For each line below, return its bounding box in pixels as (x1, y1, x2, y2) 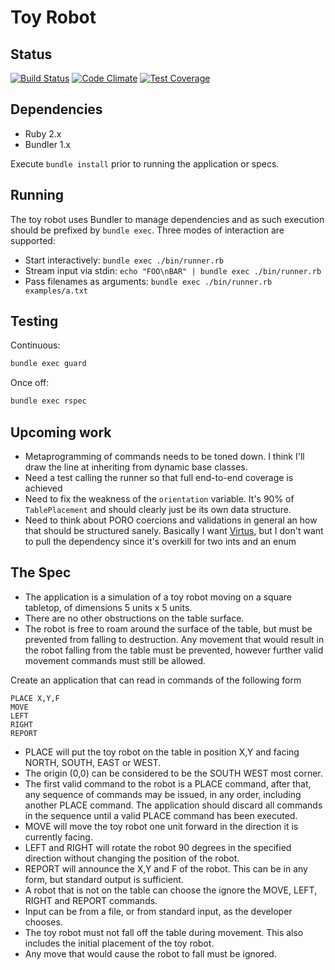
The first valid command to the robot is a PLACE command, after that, (24, 777, 312, 790)
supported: (10, 234, 56, 246)
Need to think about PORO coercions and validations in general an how (24, 514, 318, 526)
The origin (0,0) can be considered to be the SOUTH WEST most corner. (24, 767, 323, 779)
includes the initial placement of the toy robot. (24, 937, 215, 949)
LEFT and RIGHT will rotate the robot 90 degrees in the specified (24, 841, 292, 853)
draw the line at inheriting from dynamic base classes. (24, 461, 248, 473)
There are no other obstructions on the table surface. (24, 612, 245, 624)
